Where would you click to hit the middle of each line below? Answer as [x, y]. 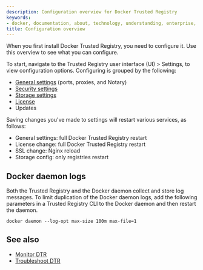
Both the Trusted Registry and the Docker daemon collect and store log [95, 191]
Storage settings [35, 95]
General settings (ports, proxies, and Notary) [71, 82]
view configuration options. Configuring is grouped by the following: [92, 71]
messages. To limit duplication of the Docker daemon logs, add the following [102, 197]
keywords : [19, 18]
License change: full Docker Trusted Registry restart [80, 144]
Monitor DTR [31, 254]
